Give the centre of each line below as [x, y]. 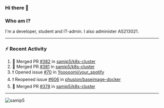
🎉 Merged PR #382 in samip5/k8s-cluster [54, 61]
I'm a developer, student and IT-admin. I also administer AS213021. [72, 32]
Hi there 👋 [17, 8]
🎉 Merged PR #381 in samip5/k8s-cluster [53, 66]
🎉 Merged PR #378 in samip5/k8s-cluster [54, 86]
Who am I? [18, 20]
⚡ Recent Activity [26, 49]
